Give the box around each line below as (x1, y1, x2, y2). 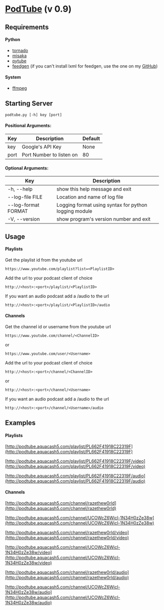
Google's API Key (21, 144, 62, 150)
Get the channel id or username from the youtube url (5, 324, 111, 329)
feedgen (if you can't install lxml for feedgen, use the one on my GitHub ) (12, 63, 158, 69)
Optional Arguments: (5, 165, 49, 171)
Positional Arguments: (5, 122, 52, 128)
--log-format (7, 202, 40, 209)
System (5, 74, 21, 80)
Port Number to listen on (21, 151, 78, 158)
